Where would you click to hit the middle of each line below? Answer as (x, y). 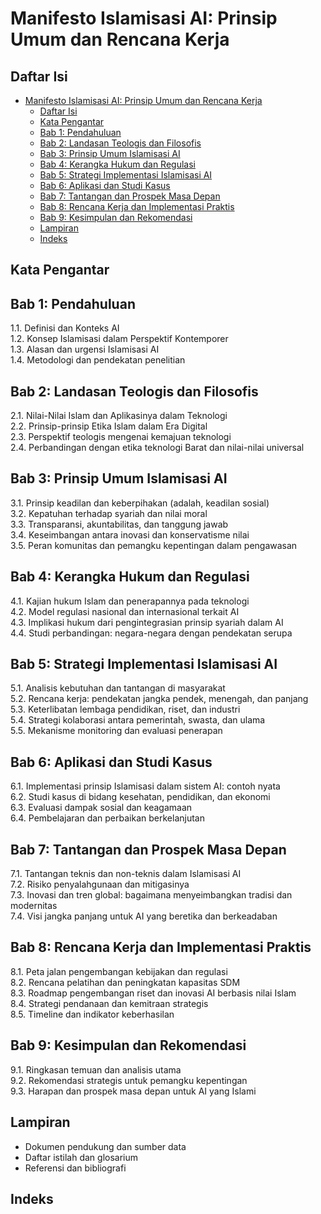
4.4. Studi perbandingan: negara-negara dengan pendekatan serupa (151, 633)
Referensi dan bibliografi (75, 1168)
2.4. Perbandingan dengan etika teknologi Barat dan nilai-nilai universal (157, 448)
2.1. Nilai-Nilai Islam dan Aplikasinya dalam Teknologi (119, 416)
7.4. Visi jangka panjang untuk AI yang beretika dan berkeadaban (144, 916)
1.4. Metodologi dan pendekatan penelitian (98, 360)
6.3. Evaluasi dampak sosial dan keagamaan (101, 808)
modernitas (34, 906)
